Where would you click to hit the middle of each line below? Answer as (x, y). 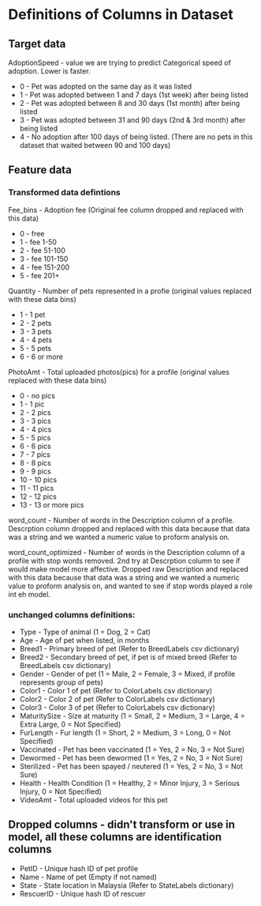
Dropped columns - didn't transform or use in (121, 825)
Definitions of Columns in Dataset (121, 15)
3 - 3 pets (35, 331)
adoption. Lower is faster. (49, 71)
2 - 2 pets (35, 323)
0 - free (32, 233)
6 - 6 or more (41, 357)
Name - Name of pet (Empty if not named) (88, 877)
